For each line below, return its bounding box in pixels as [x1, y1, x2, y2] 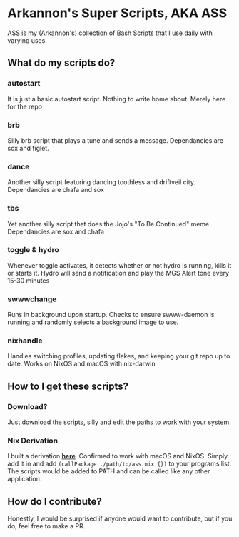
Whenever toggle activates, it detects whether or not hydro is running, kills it [7, 261, 232, 269]
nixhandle [7, 336, 43, 346]
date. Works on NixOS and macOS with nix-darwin [7, 359, 156, 368]
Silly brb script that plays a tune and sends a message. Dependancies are [7, 136, 223, 144]
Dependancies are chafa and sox [7, 186, 105, 194]
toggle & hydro [7, 245, 59, 255]
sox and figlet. [7, 144, 50, 152]
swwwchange [7, 294, 57, 304]
